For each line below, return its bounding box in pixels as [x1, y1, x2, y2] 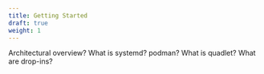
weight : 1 [8, 26, 42, 34]
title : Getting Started [8, 11, 88, 20]
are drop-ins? [8, 56, 54, 66]
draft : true [8, 19, 48, 27]
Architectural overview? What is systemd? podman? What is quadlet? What [8, 49, 256, 58]
